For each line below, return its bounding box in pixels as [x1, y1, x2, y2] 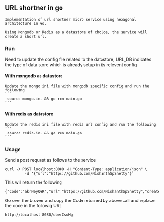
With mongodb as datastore [5, 73, 63, 79]
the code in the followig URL [5, 202, 62, 208]
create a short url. [5, 34, 47, 39]
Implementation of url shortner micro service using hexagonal [5, 17, 137, 22]
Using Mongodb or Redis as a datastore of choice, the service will [5, 29, 147, 35]
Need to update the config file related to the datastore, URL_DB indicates [5, 56, 152, 63]
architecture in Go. [5, 21, 47, 26]
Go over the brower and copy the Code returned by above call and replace [5, 198, 155, 203]
